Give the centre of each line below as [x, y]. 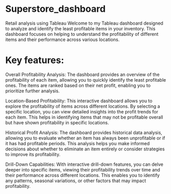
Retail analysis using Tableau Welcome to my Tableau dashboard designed [84, 23]
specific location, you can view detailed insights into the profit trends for [82, 111]
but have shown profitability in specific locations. [57, 122]
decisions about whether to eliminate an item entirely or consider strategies [85, 149]
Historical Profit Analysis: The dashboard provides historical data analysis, [84, 132]
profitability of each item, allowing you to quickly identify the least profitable [86, 80]
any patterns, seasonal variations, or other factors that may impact [76, 181]
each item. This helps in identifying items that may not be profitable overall [84, 117]
